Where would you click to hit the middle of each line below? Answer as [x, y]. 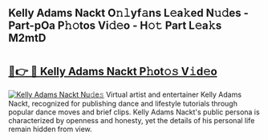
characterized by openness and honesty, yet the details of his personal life [132, 120]
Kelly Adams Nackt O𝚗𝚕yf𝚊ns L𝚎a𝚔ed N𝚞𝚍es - [128, 13]
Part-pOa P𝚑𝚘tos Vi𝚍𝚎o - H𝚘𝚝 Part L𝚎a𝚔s [115, 26]
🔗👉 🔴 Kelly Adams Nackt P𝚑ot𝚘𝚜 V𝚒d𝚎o [113, 71]
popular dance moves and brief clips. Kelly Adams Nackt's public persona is [134, 112]
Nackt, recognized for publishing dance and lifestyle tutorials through [123, 104]
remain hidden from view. [50, 129]
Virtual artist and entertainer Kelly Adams [174, 94]
